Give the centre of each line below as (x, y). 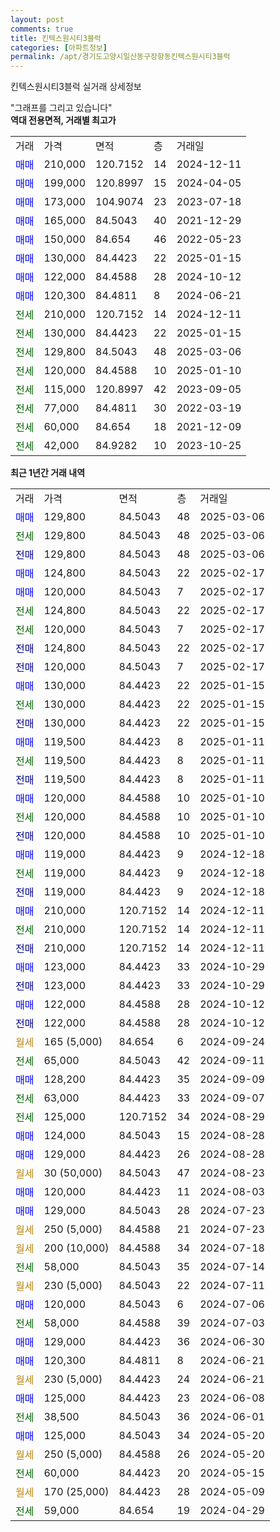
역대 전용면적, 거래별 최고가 (63, 120)
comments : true (42, 29)
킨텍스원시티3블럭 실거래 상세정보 (76, 87)
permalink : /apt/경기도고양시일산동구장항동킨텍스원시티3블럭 (120, 57)
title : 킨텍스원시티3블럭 (56, 38)
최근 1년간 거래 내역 (48, 473)
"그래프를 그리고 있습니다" (61, 108)
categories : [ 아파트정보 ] (59, 47)
